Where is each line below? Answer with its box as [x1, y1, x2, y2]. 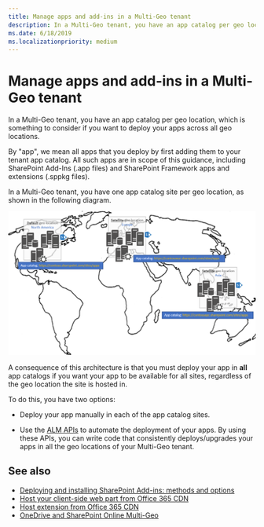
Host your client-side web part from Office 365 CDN [19, 493, 189, 503]
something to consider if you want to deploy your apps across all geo [8, 123, 233, 133]
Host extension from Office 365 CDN [19, 502, 139, 511]
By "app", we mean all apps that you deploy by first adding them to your [8, 147, 241, 156]
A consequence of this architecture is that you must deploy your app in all [8, 363, 247, 372]
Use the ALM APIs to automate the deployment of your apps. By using [19, 425, 247, 435]
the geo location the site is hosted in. [8, 379, 128, 389]
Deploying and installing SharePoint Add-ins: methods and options [19, 485, 235, 495]
